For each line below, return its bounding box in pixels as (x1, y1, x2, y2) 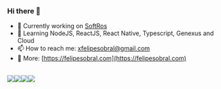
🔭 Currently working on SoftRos (17, 22, 108, 30)
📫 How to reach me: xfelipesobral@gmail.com (17, 44, 151, 52)
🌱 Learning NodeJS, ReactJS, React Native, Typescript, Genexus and (17, 29, 214, 37)
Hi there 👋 (7, 6, 41, 16)
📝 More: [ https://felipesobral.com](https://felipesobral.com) (17, 55, 186, 63)
